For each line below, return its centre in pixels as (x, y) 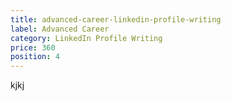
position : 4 (35, 57)
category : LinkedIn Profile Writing (86, 38)
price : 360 (33, 47)
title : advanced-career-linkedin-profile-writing (116, 19)
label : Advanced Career (60, 29)
